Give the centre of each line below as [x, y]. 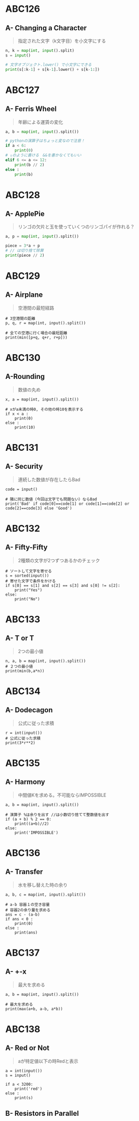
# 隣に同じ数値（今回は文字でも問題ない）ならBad [51, 499]
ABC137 [23, 953]
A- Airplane [24, 295]
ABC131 [22, 448]
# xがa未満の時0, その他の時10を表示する [44, 409]
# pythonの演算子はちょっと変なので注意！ [45, 141]
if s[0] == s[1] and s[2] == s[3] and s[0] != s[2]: [63, 585]
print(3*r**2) [21, 743]
